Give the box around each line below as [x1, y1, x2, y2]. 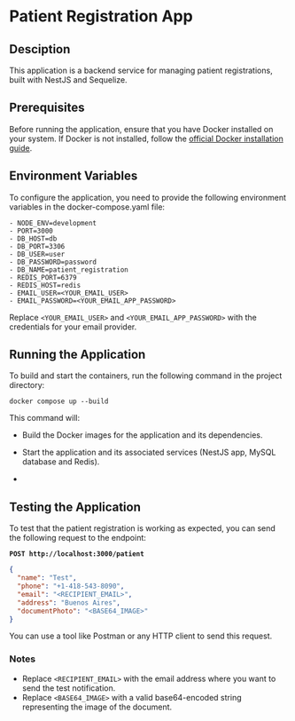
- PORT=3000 [9, 226, 53, 235]
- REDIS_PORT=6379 [9, 273, 77, 281]
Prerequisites [9, 100, 85, 115]
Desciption [9, 42, 71, 57]
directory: [9, 380, 45, 391]
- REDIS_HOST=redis [9, 281, 82, 289]
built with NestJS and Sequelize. [9, 75, 128, 85]
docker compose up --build [9, 397, 109, 406]
